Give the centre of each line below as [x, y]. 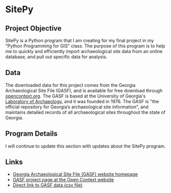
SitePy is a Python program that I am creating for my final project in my [80, 40]
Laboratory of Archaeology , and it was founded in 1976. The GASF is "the [82, 101]
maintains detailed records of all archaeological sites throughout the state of [86, 112]
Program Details [31, 134]
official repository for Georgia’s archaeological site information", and [77, 107]
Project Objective [33, 28]
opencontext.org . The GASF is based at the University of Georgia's [76, 96]
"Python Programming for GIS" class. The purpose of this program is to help [85, 46]
